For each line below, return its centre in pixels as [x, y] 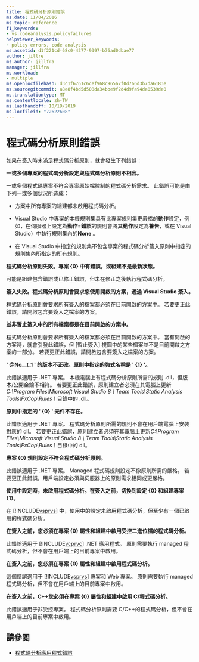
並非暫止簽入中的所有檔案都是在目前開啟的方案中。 [69, 324]
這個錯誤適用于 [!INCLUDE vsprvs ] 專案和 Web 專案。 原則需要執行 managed [100, 577]
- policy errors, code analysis [46, 45]
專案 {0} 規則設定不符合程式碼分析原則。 [56, 458]
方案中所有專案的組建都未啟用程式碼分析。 [67, 206]
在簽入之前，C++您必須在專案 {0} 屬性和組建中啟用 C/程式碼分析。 [88, 596]
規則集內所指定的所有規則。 [49, 253]
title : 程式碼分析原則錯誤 [36, 12]
